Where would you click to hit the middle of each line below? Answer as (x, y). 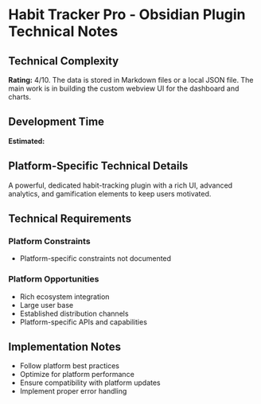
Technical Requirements (70, 219)
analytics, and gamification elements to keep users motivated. (110, 193)
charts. (20, 97)
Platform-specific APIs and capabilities (83, 322)
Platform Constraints (49, 241)
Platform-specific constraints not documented (95, 258)
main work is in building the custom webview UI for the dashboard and (124, 88)
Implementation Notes (65, 347)
